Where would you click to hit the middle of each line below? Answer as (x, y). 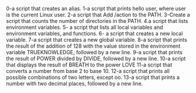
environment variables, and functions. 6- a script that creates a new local (94, 34)
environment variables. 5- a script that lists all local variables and (85, 27)
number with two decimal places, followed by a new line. (75, 84)
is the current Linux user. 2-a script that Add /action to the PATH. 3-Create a (98, 15)
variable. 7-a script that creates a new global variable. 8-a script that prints (97, 40)
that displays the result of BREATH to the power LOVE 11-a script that (89, 65)
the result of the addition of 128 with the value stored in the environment (93, 46)
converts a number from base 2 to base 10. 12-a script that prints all (88, 71)
